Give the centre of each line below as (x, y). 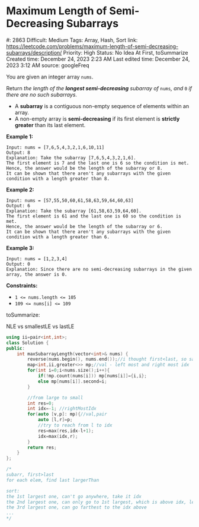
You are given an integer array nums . (50, 77)
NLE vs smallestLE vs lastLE (40, 326)
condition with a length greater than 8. (58, 179)
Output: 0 (18, 264)
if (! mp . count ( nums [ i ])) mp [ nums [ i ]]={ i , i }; (92, 376)
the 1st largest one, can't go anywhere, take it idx (74, 496)
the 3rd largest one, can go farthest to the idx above (76, 507)
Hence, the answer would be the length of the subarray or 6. (84, 226)
